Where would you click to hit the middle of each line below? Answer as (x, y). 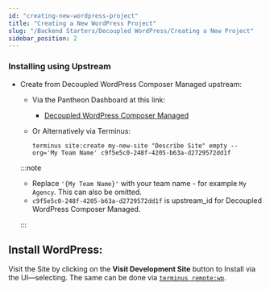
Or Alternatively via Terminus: (81, 130)
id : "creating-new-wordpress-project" (73, 16)
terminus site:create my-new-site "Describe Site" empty (130, 146)
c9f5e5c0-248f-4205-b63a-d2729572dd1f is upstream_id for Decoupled (147, 200)
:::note (31, 168)
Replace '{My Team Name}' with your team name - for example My (139, 183)
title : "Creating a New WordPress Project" (83, 23)
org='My (45, 153)
